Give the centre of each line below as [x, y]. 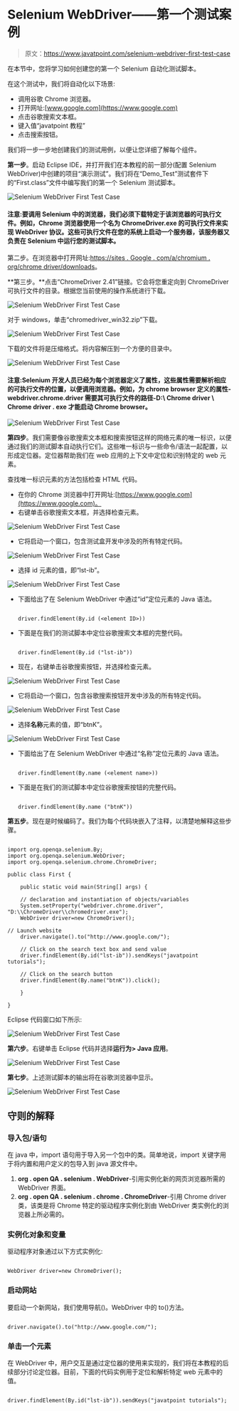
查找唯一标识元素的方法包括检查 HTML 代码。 [74, 479]
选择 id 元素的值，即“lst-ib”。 [60, 570]
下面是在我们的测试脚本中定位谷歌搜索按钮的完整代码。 [99, 787]
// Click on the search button [67, 975]
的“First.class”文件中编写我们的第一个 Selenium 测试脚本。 [94, 182]
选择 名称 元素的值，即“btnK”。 [62, 725]
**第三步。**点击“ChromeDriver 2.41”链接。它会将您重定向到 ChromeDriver [118, 282]
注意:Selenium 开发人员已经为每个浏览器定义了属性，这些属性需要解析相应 [117, 380]
